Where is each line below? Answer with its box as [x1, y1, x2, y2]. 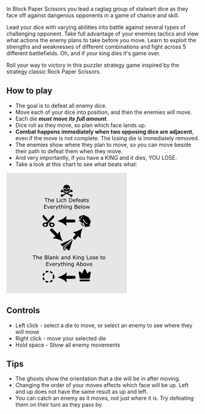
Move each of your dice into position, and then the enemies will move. [15, 108, 192, 116]
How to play [6, 86, 53, 96]
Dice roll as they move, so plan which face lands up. [15, 121, 147, 129]
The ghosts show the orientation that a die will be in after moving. [15, 375, 181, 382]
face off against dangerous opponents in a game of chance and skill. [6, 12, 179, 19]
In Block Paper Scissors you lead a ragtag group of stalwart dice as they [6, 6, 188, 12]
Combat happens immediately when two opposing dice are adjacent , [15, 128, 194, 135]
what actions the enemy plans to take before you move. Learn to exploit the [6, 37, 197, 43]
